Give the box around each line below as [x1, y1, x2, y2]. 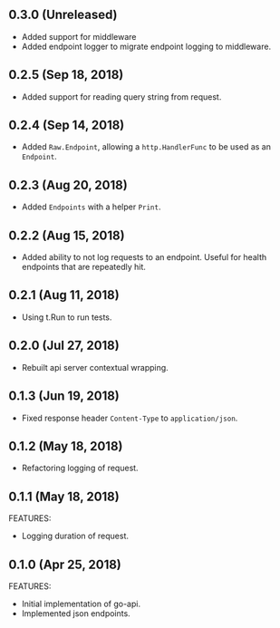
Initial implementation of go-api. [21, 598, 141, 609]
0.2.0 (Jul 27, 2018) [8, 338, 120, 353]
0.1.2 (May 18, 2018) [8, 439, 123, 454]
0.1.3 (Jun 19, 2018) [8, 389, 120, 404]
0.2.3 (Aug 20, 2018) [8, 177, 128, 193]
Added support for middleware [21, 31, 137, 42]
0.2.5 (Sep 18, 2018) [8, 67, 124, 82]
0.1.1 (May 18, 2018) [8, 488, 120, 504]
